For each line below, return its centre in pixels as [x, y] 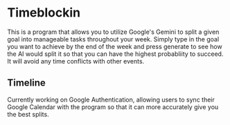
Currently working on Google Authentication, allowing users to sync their [111, 99]
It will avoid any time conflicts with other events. [76, 61]
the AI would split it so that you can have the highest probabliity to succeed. [115, 54]
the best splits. [28, 114]
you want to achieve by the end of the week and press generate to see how [115, 46]
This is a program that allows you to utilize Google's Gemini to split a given [113, 32]
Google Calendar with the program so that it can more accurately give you [113, 107]
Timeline [27, 83]
